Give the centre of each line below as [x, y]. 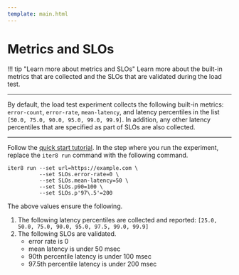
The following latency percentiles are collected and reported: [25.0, [117, 220]
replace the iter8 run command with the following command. [98, 155]
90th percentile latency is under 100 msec [90, 256]
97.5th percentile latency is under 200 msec [92, 264]
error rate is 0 [48, 241]
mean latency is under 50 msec [74, 249]
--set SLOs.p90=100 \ [71, 187]
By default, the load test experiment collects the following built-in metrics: [116, 104]
